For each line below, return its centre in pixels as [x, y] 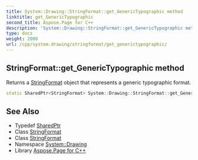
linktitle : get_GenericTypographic [50, 17]
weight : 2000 [22, 39]
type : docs [19, 34]
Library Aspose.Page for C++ [50, 151]
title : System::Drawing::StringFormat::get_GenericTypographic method [95, 11]
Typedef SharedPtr [38, 126]
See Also [23, 111]
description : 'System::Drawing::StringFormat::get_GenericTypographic [95, 28]
